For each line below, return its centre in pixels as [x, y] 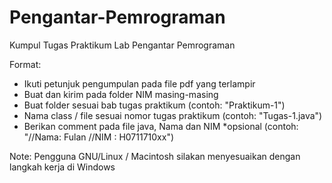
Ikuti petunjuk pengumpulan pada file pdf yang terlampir [139, 83]
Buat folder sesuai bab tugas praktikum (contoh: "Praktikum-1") [154, 105]
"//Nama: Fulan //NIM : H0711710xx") [99, 137]
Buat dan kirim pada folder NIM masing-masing [121, 94]
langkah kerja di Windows [62, 167]
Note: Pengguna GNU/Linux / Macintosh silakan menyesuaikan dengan [155, 156]
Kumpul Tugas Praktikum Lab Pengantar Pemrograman [122, 45]
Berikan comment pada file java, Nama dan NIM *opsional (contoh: [161, 126]
